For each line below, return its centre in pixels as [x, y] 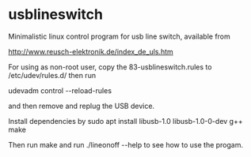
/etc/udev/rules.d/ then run [52, 75]
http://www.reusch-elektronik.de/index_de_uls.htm [91, 51]
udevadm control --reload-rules [60, 90]
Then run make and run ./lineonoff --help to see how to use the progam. [126, 144]
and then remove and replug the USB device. [82, 106]
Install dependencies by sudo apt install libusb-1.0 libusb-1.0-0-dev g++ [125, 121]
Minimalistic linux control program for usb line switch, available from [120, 36]
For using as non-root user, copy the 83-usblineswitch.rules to [110, 67]
